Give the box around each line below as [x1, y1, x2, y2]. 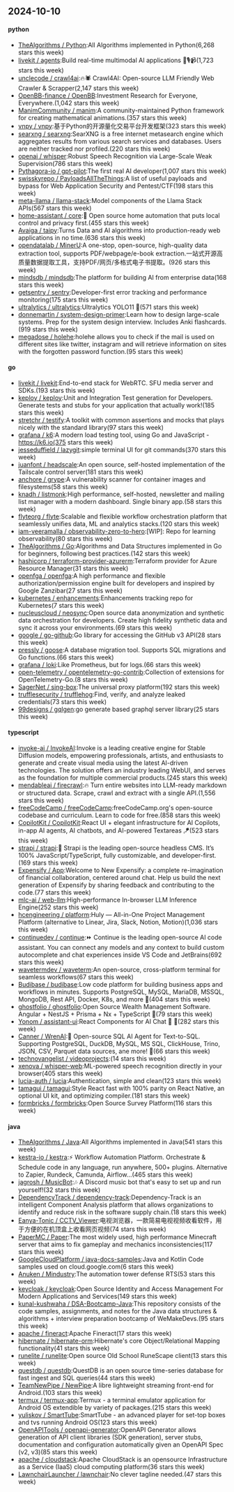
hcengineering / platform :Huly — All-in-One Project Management [17, 911, 205, 918]
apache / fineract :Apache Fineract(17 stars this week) [17, 1329, 172, 1338]
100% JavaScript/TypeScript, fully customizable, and [17, 851, 171, 859]
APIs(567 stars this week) [17, 204, 92, 212]
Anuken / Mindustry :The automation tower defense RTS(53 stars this [17, 1270, 215, 1278]
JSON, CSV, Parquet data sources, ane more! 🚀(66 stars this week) [17, 1047, 211, 1055]
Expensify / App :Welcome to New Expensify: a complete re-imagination [17, 866, 224, 874]
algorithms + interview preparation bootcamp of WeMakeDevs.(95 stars [17, 1315, 225, 1323]
